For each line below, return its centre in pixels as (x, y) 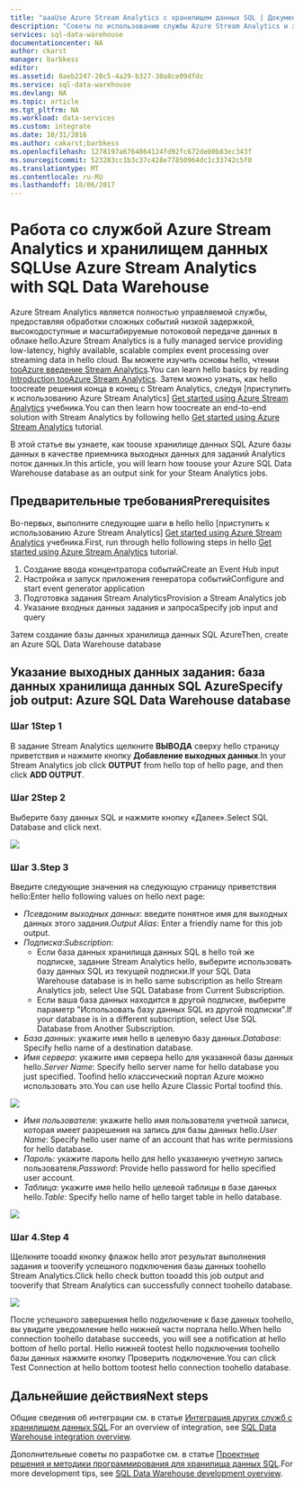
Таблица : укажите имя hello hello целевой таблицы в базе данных (150, 1188)
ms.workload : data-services (63, 118)
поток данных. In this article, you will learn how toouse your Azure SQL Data (151, 464)
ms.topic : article (45, 101)
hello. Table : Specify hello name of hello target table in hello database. (152, 1197)
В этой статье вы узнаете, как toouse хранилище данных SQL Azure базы (151, 444)
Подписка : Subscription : (68, 943)
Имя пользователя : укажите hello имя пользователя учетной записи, (156, 1120)
